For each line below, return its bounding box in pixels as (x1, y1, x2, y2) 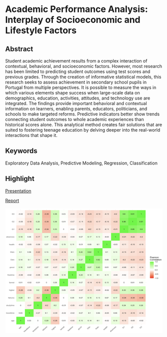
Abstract (5, 44, 33, 53)
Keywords (5, 146, 37, 155)
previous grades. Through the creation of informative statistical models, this (5, 74, 161, 79)
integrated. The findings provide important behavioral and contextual (5, 100, 147, 106)
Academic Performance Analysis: (5, 3, 148, 15)
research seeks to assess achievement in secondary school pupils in (5, 79, 146, 85)
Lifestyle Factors (5, 25, 76, 36)
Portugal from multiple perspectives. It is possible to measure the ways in (5, 84, 156, 90)
